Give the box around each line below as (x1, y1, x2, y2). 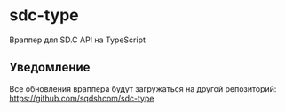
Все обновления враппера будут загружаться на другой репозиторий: (9, 83, 277, 93)
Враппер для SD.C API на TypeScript (9, 34, 146, 45)
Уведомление (9, 60, 91, 75)
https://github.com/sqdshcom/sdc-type (9, 93, 154, 103)
